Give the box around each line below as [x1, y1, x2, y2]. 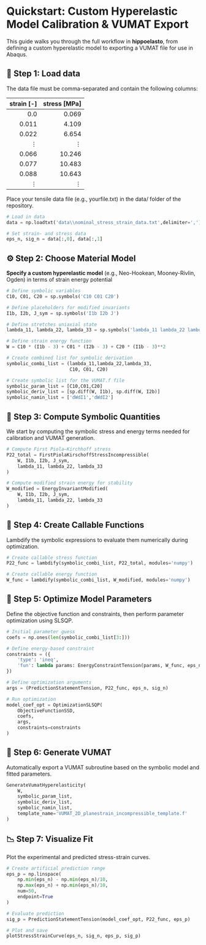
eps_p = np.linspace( [6, 871, 62, 877]
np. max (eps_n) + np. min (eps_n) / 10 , [17, 882, 109, 889]
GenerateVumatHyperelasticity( [6, 782, 86, 788]
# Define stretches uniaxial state [6, 321, 97, 328]
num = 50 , [17, 888, 37, 894]
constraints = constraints [17, 725, 81, 731]
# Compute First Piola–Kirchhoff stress [6, 446, 112, 452]
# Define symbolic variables [6, 288, 81, 294]
